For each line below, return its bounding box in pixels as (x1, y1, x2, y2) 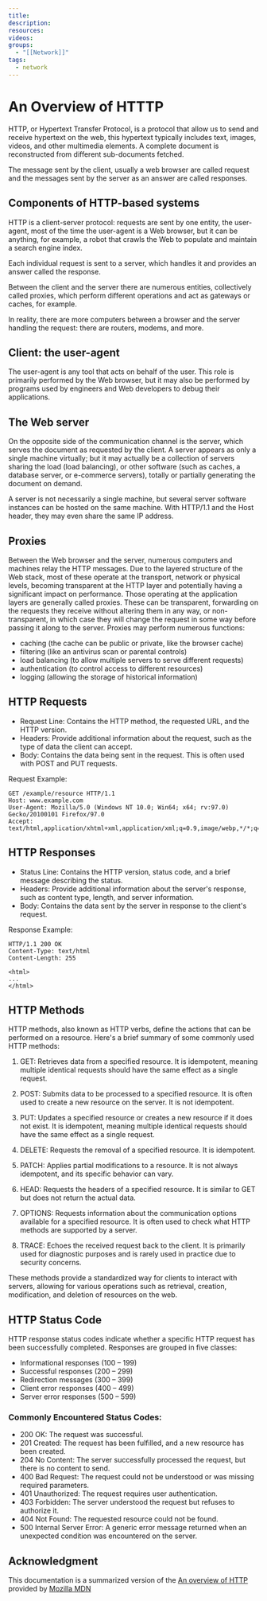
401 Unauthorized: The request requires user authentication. (19, 1489, 219, 1498)
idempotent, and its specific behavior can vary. (19, 1169, 174, 1178)
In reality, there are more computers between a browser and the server (8, 314, 241, 324)
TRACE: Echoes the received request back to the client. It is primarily (19, 1241, 246, 1250)
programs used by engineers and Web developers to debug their (8, 384, 220, 394)
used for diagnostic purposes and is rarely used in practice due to (19, 1249, 236, 1259)
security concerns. (19, 1258, 82, 1268)
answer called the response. (8, 267, 101, 276)
